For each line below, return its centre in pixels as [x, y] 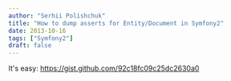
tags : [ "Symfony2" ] [41, 38]
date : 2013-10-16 [37, 30]
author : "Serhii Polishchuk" [57, 16]
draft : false [30, 46]
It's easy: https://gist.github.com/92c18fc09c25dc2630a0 [104, 68]
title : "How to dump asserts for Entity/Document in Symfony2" [116, 23]
